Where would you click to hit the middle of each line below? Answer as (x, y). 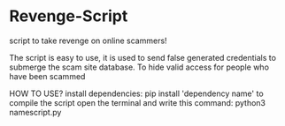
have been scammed (47, 76)
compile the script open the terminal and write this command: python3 (138, 102)
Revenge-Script (69, 16)
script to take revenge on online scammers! (88, 41)
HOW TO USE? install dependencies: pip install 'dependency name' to (136, 93)
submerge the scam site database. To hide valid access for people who (139, 67)
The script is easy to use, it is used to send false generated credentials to (143, 57)
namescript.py (35, 112)
